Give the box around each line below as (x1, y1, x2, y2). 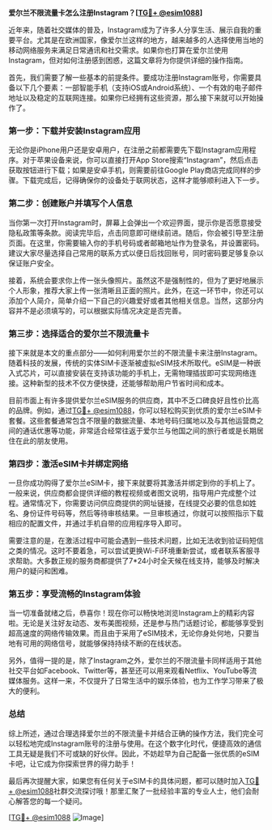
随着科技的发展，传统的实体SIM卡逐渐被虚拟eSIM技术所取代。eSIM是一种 (8, 358, 254, 368)
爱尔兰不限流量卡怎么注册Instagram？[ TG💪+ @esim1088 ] (8, 8, 203, 17)
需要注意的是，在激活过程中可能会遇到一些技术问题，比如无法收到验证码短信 (8, 536, 264, 546)
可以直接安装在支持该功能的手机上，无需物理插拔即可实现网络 (43, 368, 249, 377)
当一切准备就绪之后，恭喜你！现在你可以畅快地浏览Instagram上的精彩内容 (8, 608, 255, 618)
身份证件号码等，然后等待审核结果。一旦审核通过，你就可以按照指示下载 (22, 509, 264, 518)
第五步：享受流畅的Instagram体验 (8, 589, 141, 600)
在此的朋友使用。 (15, 436, 73, 445)
